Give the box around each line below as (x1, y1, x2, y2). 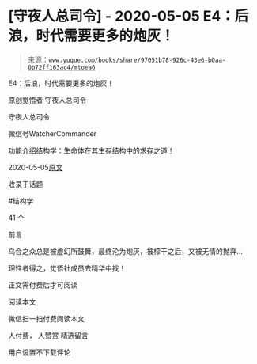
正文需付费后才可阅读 (8, 280, 77, 290)
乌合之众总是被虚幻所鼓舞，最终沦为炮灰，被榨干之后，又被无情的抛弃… (8, 246, 244, 256)
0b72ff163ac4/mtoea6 (27, 63, 96, 71)
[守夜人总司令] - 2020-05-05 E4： (8, 7, 235, 25)
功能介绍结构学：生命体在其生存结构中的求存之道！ (8, 146, 175, 155)
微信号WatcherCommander (8, 128, 97, 138)
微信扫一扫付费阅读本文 (8, 313, 85, 323)
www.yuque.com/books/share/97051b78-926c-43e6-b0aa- (48, 56, 226, 64)
